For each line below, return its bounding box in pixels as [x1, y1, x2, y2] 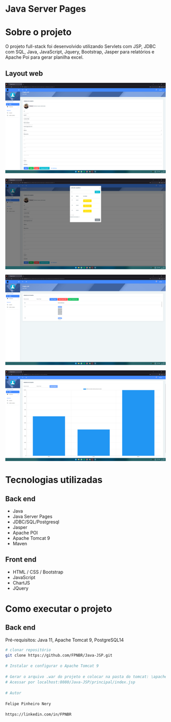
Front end [5, 555, 37, 564]
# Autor [5, 690, 22, 695]
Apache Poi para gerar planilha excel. [5, 54, 84, 60]
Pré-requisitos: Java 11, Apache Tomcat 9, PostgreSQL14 [5, 637, 124, 643]
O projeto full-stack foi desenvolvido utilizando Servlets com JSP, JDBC [5, 43, 156, 50]
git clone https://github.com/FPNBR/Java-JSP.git [5, 653, 113, 658]
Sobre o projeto [5, 27, 72, 38]
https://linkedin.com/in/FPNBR [5, 712, 72, 717]
